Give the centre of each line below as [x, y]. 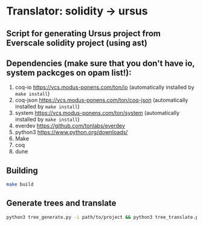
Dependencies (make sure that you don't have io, [101, 63]
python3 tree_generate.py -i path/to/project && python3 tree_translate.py [104, 217]
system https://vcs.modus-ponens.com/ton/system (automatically [97, 113]
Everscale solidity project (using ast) [77, 43]
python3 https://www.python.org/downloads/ [71, 132]
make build [20, 185]
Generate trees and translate [61, 203]
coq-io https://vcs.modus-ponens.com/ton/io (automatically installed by [105, 87]
